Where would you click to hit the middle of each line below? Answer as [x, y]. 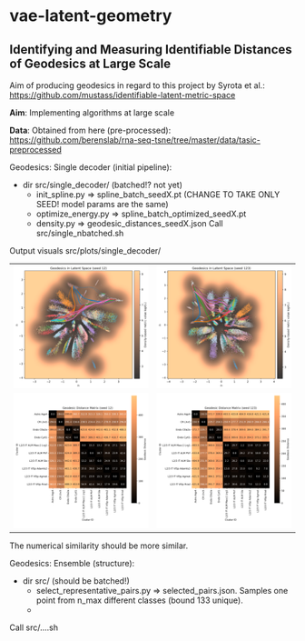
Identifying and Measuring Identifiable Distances [151, 50]
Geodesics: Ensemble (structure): [72, 563]
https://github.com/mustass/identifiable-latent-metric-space [123, 95]
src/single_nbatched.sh [80, 233]
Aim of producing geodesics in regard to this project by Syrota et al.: [137, 85]
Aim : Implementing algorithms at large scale [92, 113]
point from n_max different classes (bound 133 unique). [139, 600]
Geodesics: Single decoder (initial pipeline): [91, 167]
